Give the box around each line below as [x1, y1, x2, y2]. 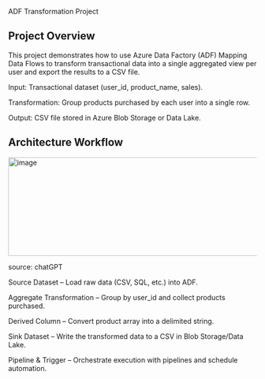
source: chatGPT [8, 262, 63, 271]
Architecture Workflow [8, 136, 124, 149]
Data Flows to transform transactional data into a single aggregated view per [8, 58, 257, 68]
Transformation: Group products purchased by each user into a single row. [8, 98, 251, 107]
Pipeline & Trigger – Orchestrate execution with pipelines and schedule [8, 355, 238, 365]
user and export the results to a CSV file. [8, 67, 140, 76]
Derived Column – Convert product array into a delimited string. [8, 316, 215, 325]
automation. [8, 363, 47, 373]
